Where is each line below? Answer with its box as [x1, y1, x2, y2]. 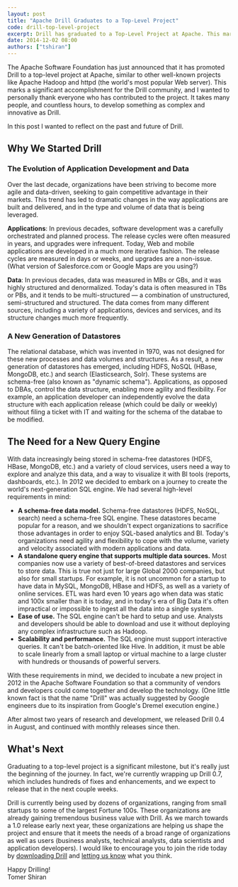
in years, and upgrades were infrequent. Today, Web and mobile [7, 239, 195, 247]
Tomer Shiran [7, 872, 47, 881]
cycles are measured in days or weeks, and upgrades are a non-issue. [7, 254, 212, 263]
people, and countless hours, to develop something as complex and [7, 101, 205, 109]
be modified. [7, 415, 45, 424]
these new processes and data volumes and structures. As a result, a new [7, 355, 223, 363]
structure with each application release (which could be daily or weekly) [7, 399, 218, 409]
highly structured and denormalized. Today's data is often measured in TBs [7, 283, 227, 291]
